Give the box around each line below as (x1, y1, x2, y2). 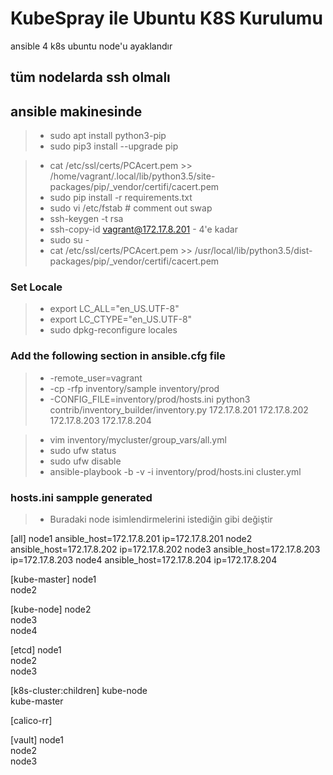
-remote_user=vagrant (49, 372, 143, 384)
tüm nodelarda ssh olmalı (10, 69, 171, 86)
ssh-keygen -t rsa (49, 213, 124, 225)
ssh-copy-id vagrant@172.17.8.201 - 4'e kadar (49, 223, 238, 236)
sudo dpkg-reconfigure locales (49, 324, 178, 336)
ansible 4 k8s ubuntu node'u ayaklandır (10, 40, 173, 52)
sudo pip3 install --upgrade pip (49, 140, 179, 152)
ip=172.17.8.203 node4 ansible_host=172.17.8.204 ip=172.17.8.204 (10, 554, 278, 566)
